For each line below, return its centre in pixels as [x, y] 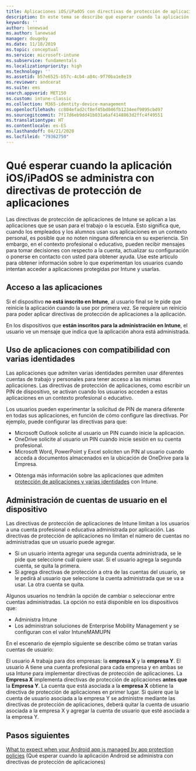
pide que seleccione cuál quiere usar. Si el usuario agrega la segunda [98, 560]
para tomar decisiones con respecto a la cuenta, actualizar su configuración [97, 250]
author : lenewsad [27, 28]
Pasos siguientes [38, 735]
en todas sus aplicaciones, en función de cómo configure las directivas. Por [97, 416]
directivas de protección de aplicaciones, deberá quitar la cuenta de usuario [98, 705]
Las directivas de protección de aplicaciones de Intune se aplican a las [91, 219]
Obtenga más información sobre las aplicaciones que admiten [89, 475]
